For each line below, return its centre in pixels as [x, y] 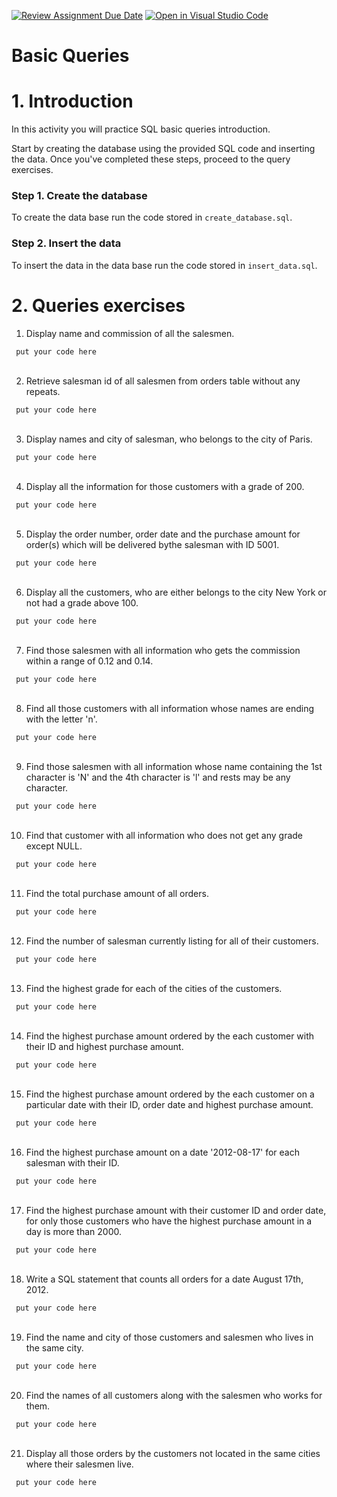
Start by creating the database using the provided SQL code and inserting [163, 149]
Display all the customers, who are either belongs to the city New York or [176, 592]
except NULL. [54, 846]
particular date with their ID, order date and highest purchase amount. [169, 1104]
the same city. [54, 1347]
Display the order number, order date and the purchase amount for [163, 534]
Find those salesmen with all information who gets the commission [163, 650]
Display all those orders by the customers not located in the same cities [173, 1453]
